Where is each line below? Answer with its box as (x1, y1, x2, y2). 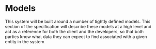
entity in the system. (5, 39, 46, 44)
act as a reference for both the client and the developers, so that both (5, 29, 144, 34)
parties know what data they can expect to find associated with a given (5, 34, 147, 39)
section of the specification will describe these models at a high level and (5, 23, 152, 29)
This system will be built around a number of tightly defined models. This (5, 19, 151, 24)
